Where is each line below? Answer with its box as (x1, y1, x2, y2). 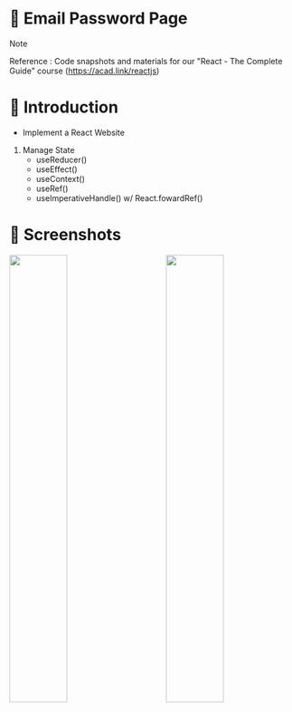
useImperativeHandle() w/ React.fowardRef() (35, 192, 203, 203)
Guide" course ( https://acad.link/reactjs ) (9, 65, 160, 76)
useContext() (35, 173, 86, 184)
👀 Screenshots (9, 225, 122, 245)
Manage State (22, 144, 75, 155)
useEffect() (35, 163, 79, 175)
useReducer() (35, 154, 88, 165)
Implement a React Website (22, 127, 125, 138)
